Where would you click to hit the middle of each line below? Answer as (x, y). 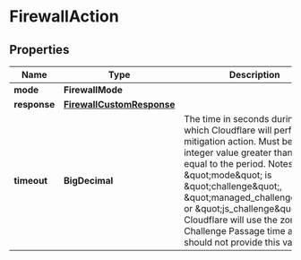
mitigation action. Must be (238, 141)
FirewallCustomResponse (119, 104)
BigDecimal (88, 181)
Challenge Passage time (234, 231)
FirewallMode (93, 90)
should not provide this (232, 242)
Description (254, 75)
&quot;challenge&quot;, (232, 186)
